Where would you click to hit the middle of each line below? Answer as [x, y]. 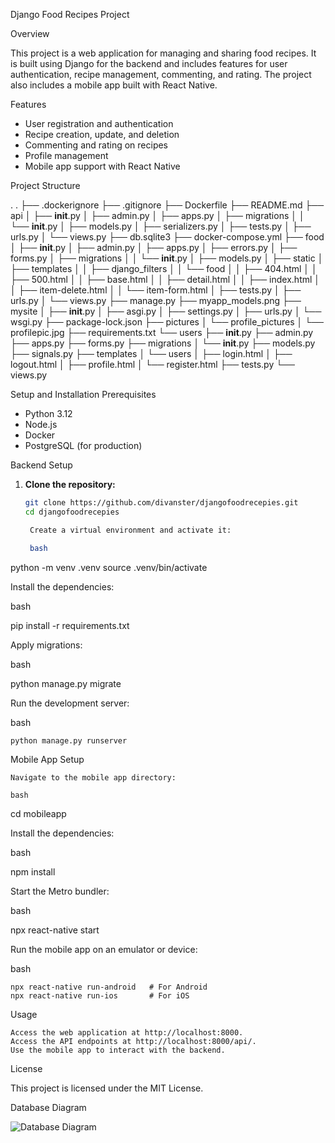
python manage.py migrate [66, 683]
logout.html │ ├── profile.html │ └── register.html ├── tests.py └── [152, 364]
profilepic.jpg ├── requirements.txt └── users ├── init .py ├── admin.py [162, 332]
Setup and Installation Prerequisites [83, 394]
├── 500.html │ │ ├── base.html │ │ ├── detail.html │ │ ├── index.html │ [165, 279]
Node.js [41, 424]
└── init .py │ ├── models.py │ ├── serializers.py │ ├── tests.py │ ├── [161, 226]
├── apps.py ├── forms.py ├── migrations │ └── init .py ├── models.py [163, 343]
